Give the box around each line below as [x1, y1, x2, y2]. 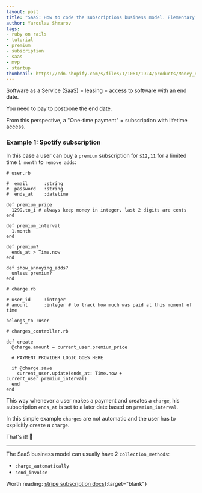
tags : [6, 25, 20, 32]
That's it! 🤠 [6, 433, 33, 440]
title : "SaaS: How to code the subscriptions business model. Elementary [6, 14, 195, 20]
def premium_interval [6, 222, 61, 229]
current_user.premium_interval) [6, 375, 87, 382]
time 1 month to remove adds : [6, 158, 76, 166]
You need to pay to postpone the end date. [6, 105, 112, 112]
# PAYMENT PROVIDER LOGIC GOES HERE [11, 354, 103, 360]
